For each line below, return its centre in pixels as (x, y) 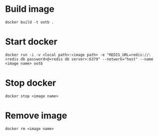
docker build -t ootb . (30, 22)
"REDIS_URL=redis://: (129, 55)
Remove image (36, 116)
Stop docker (31, 83)
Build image (30, 9)
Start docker (31, 42)
